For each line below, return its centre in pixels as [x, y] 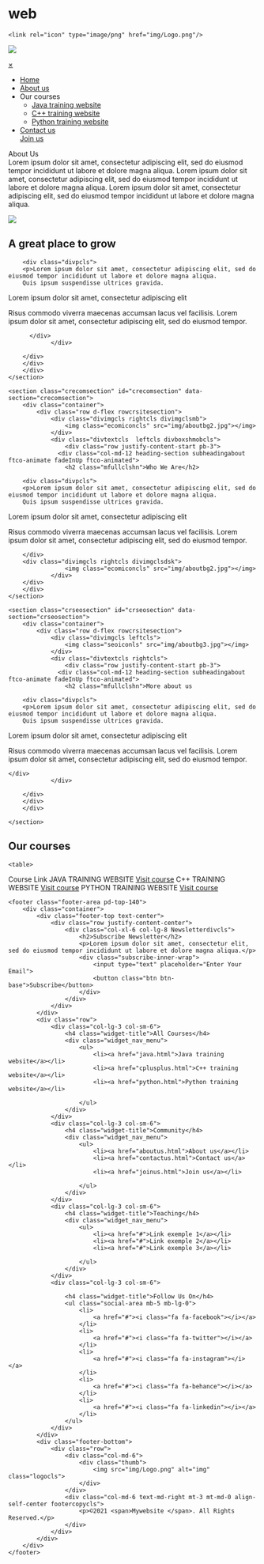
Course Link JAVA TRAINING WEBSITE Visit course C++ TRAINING [117, 879]
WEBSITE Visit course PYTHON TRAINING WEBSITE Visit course [113, 887]
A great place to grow [62, 244]
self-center [28, 1504]
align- [245, 1497]
